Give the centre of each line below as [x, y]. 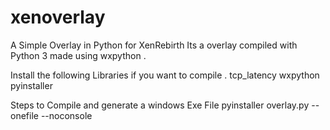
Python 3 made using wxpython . [78, 55]
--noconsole [66, 115]
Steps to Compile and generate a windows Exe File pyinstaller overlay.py [160, 105]
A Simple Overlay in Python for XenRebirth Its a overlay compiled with [154, 45]
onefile [24, 115]
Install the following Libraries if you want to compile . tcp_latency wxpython [165, 75]
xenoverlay [58, 17]
